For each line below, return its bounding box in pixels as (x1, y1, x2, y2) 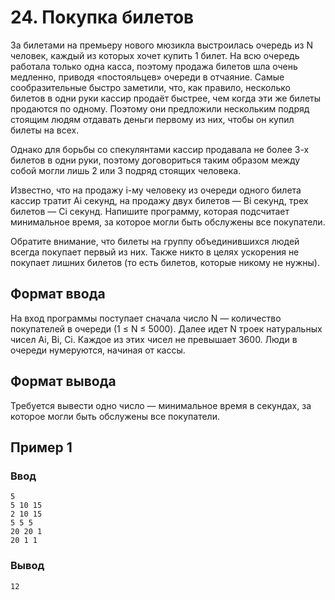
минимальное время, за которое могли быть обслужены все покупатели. (10, 216, 326, 228)
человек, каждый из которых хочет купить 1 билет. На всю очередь (10, 49, 300, 61)
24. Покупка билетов (10, 6, 195, 29)
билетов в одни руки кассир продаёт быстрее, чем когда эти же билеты (10, 92, 322, 104)
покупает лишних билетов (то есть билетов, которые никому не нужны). (10, 256, 320, 268)
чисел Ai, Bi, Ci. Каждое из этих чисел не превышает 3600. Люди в (10, 333, 298, 345)
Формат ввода (10, 286, 106, 303)
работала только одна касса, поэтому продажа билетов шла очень (10, 60, 298, 72)
